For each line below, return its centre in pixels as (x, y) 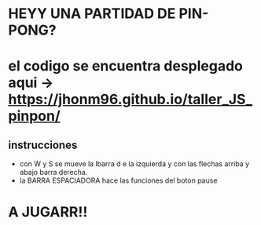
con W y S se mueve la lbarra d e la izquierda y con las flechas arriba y (134, 164)
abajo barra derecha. (53, 172)
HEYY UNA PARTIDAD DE (92, 14)
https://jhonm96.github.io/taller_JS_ (130, 100)
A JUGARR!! (48, 212)
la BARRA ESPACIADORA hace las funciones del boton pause (118, 180)
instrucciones (43, 145)
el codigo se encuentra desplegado (126, 66)
